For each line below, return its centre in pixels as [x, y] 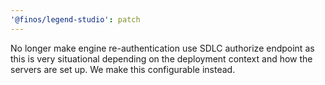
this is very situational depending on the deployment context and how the [161, 58]
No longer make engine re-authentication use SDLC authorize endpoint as [162, 48]
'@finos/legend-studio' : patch [75, 19]
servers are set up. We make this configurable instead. [123, 69]
